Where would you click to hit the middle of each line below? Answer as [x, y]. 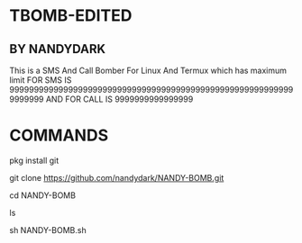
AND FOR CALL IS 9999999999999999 [119, 99]
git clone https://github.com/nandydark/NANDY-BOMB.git [117, 177]
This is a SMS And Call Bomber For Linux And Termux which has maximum [148, 70]
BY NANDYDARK [58, 49]
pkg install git [34, 160]
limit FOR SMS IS [41, 80]
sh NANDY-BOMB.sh [48, 229]
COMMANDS [59, 135]
